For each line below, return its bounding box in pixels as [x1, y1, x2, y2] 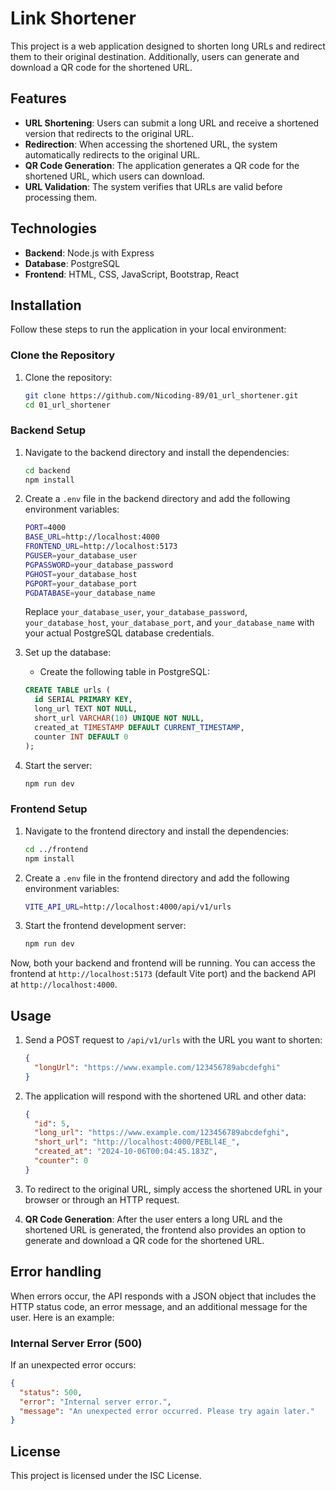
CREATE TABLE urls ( [24, 685, 111, 696]
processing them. [24, 191, 98, 203]
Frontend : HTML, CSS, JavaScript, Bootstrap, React [24, 268, 240, 280]
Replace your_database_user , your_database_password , [24, 606, 248, 618]
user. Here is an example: [10, 1311, 115, 1323]
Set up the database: [24, 647, 112, 659]
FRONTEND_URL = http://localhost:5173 [24, 542, 178, 552]
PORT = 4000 [24, 523, 67, 533]
